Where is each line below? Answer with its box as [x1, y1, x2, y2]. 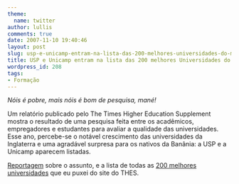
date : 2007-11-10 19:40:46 [7, 37, 87, 44]
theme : [7, 10, 27, 18]
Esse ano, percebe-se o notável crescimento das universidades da [7, 132, 203, 141]
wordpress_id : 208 [7, 63, 62, 70]
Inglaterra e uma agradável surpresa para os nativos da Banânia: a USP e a [7, 140, 227, 148]
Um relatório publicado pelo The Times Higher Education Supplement [7, 109, 211, 118]
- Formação [7, 76, 40, 84]
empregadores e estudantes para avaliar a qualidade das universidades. [7, 125, 219, 134]
